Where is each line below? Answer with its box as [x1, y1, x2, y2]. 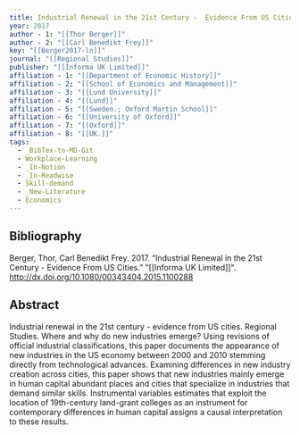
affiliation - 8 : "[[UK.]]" [9, 129, 114, 138]
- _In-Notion [17, 163, 66, 171]
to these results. [9, 416, 69, 427]
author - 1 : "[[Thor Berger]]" [9, 29, 126, 38]
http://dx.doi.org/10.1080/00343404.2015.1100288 [9, 271, 194, 282]
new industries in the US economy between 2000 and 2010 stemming [9, 349, 266, 360]
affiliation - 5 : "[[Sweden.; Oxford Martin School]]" [9, 104, 218, 113]
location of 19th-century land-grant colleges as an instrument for [9, 396, 248, 407]
